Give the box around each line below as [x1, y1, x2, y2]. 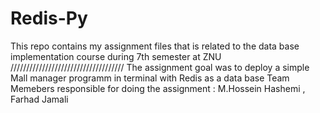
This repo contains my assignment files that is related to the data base [10, 40, 300, 52]
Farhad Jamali [10, 93, 69, 105]
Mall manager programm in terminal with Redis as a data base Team [10, 72, 290, 84]
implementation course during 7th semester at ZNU [10, 50, 222, 62]
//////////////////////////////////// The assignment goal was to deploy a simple [10, 61, 310, 73]
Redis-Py [10, 7, 88, 30]
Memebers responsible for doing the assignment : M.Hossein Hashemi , [10, 82, 306, 94]
